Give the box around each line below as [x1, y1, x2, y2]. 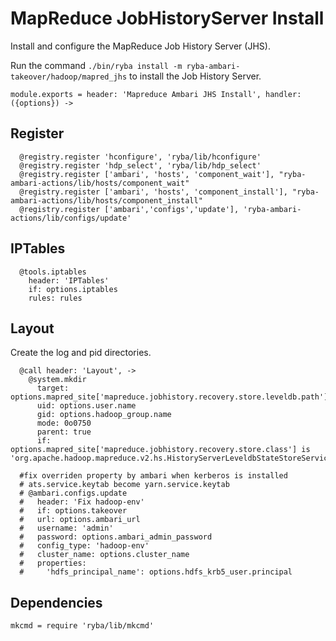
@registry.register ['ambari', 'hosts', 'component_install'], [19, 187, 288, 197]
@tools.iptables [19, 267, 87, 277]
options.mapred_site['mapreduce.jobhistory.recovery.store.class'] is [10, 445, 311, 455]
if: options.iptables [28, 284, 118, 294]
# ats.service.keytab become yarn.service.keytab [19, 480, 230, 490]
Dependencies [10, 594, 103, 611]
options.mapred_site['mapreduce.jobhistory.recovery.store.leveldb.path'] [10, 392, 329, 402]
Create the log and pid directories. [10, 347, 152, 359]
